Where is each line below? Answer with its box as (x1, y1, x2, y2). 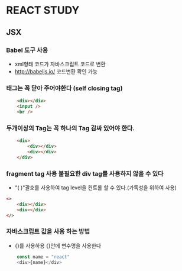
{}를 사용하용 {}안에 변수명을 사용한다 (14, 242, 102, 249)
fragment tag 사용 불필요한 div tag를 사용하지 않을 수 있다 (6, 169, 164, 178)
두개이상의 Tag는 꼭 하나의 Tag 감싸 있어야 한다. (6, 124, 135, 132)
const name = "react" (17, 254, 70, 260)
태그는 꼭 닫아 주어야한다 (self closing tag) (6, 84, 123, 92)
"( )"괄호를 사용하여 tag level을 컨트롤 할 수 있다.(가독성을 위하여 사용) (14, 184, 177, 191)
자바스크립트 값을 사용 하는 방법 (6, 227, 90, 235)
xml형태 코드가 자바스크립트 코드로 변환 (14, 60, 106, 67)
